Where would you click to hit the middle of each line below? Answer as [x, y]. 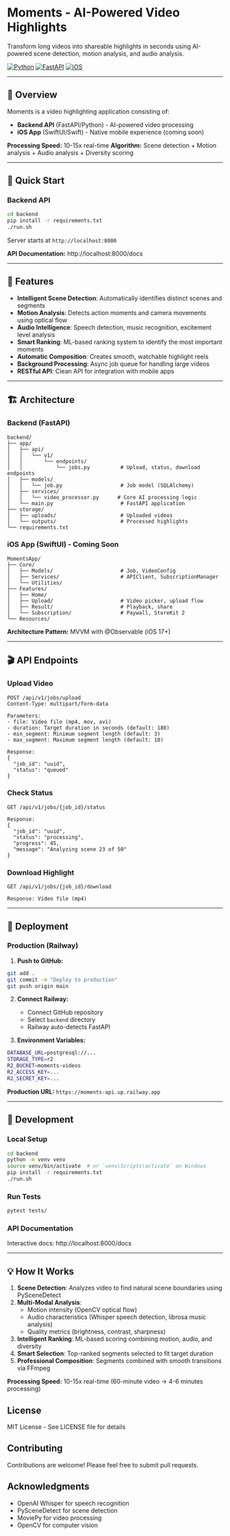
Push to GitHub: [40, 961]
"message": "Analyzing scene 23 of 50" [70, 849]
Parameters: [24, 715]
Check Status [30, 793]
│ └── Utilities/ [35, 583]
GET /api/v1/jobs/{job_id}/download [59, 887]
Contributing [35, 1448]
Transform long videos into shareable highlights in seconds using [99, 46]
